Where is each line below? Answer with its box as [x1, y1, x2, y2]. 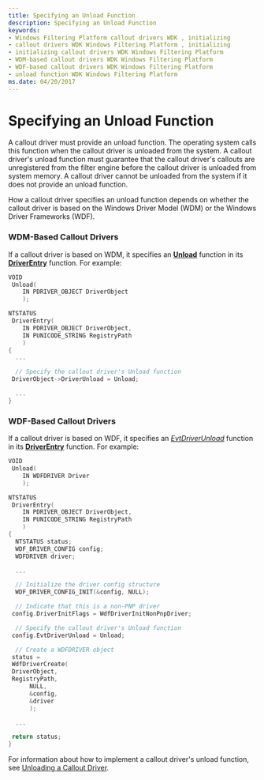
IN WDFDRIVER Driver [22, 472, 90, 480]
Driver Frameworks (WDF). [8, 212, 95, 221]
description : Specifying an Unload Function [8, 19, 157, 27]
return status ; [11, 733, 61, 741]
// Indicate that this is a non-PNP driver [15, 602, 160, 611]
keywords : [8, 26, 41, 34]
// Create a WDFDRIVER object [15, 646, 114, 654]
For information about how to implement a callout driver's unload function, [8, 755, 250, 764]
